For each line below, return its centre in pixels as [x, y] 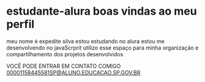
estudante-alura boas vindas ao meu [102, 11]
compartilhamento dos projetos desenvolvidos [65, 54]
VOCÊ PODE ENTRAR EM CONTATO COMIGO [64, 66]
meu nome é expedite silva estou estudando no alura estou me [86, 41]
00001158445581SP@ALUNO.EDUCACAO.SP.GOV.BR [73, 72]
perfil [20, 24]
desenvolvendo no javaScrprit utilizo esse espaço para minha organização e [102, 48]
